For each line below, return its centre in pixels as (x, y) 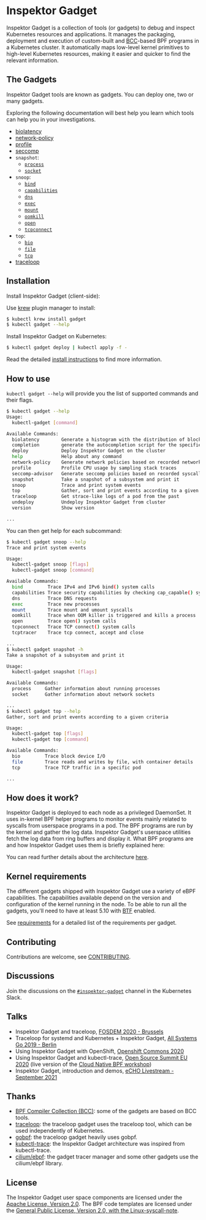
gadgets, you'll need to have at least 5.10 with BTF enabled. (81, 911)
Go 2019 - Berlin (36, 1044)
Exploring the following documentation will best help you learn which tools (100, 113)
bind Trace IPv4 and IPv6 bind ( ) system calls (83, 587)
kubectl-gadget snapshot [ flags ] (55, 672)
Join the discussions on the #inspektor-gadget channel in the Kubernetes (99, 991)
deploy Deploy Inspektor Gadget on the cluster (89, 451)
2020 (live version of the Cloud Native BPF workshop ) (83, 1064)
